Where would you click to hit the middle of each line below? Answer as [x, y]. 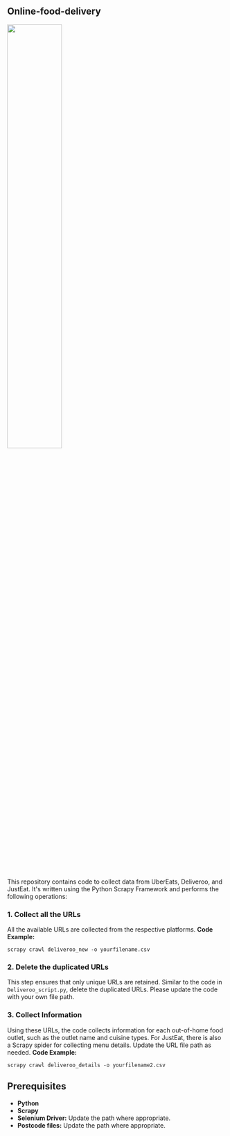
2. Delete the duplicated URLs [58, 967]
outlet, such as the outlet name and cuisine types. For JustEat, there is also [114, 1037]
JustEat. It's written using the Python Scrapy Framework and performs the [113, 888]
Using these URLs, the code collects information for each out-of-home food [115, 1030]
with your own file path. [41, 997]
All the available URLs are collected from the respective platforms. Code [110, 930]
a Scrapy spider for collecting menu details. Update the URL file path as [109, 1045]
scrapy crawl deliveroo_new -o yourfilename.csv [79, 950]
